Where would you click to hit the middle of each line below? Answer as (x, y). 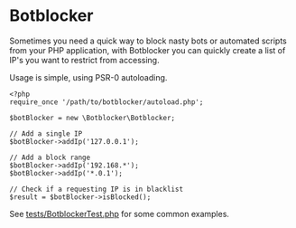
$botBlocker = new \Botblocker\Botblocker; (92, 118)
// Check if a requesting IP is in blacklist (96, 189)
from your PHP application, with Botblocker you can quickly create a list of (148, 50)
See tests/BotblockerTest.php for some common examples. (120, 214)
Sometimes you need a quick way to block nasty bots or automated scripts (148, 41)
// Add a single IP (46, 133)
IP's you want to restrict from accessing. (84, 60)
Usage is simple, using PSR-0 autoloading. (88, 77)
